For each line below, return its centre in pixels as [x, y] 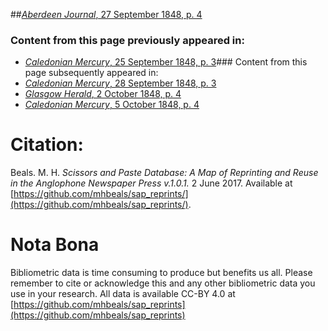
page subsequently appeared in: [91, 73]
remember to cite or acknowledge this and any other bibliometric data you [163, 283]
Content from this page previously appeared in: [127, 40]
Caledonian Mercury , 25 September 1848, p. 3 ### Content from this [166, 62]
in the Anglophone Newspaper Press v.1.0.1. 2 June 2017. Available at [151, 183]
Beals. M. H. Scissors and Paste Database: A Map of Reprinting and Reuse [164, 173]
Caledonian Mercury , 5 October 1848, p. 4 [112, 105]
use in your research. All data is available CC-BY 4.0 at [123, 294]
